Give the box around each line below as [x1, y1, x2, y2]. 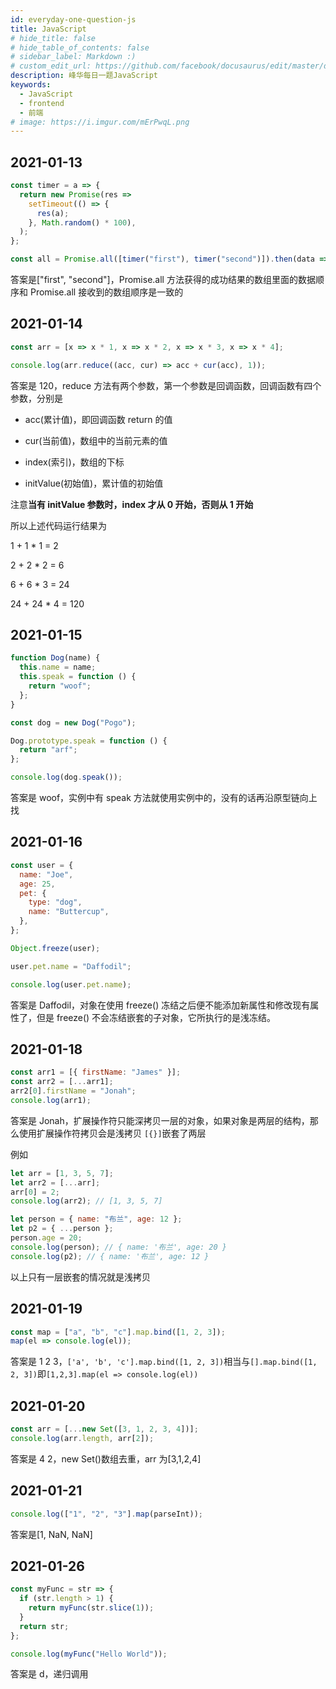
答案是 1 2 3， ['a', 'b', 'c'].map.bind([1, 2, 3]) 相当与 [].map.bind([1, [10, 1356, 318, 1368]
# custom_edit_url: [10, 61, 92, 71]
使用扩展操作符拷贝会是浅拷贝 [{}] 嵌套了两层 [18, 1127, 207, 1139]
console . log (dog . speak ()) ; [10, 772, 123, 783]
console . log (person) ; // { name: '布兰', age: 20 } [10, 1242, 227, 1252]
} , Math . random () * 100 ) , [28, 217, 137, 228]
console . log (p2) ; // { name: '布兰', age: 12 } [10, 1251, 210, 1261]
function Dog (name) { [10, 653, 101, 663]
